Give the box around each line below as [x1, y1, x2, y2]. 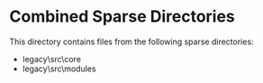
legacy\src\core [22, 53, 81, 64]
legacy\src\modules [22, 63, 96, 74]
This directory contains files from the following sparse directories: [9, 36, 254, 47]
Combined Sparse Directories [9, 6, 236, 27]
